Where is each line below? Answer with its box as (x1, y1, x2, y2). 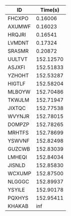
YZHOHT (7, 72, 29, 79)
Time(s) (40, 7, 59, 13)
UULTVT (7, 56, 28, 62)
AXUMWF (7, 23, 31, 30)
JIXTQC (7, 105, 26, 112)
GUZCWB (7, 146, 30, 152)
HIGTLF (7, 80, 26, 87)
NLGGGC (7, 178, 29, 185)
